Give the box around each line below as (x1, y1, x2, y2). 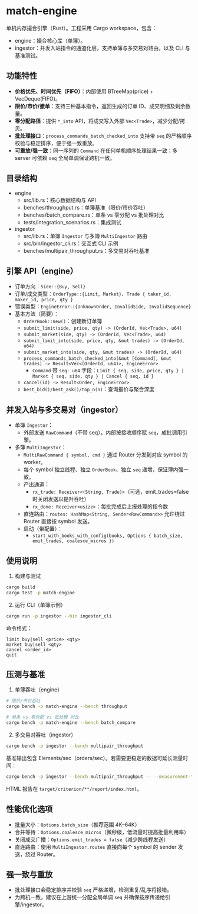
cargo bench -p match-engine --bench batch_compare (6, 720, 136, 726)
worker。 (23, 459, 46, 466)
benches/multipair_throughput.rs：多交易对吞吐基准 (23, 247, 150, 254)
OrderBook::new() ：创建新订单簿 (23, 318, 103, 325)
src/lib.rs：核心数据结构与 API (23, 197, 96, 204)
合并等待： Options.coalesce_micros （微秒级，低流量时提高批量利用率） (14, 828, 190, 835)
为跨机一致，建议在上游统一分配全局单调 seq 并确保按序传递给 (14, 894, 166, 901)
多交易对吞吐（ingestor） (14, 731, 77, 738)
